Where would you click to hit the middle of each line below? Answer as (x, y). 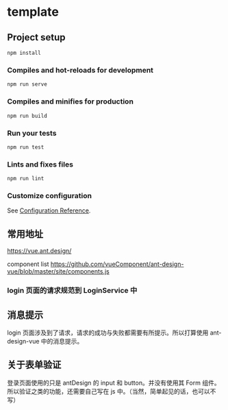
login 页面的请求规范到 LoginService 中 (72, 291)
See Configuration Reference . (49, 210)
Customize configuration (50, 196)
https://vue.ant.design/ (39, 251)
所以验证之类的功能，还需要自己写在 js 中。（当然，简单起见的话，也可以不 (112, 391)
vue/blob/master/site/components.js (58, 272)
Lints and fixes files (40, 164)
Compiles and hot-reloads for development (80, 70)
